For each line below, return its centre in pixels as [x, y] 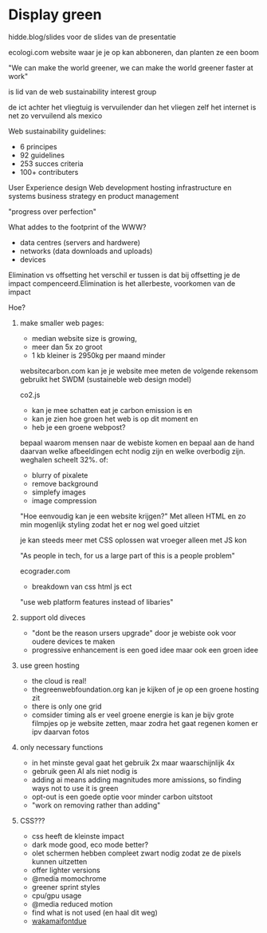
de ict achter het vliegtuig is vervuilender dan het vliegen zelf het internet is [132, 107]
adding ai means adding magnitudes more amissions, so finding [136, 780]
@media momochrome [69, 878]
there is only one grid [67, 706]
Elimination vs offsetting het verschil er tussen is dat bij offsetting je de [124, 275]
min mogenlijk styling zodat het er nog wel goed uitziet [110, 524]
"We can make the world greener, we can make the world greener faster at [131, 67]
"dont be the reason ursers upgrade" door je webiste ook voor [134, 633]
